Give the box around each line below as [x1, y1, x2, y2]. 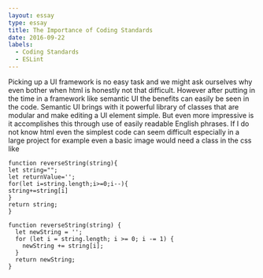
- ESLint [15, 56, 44, 64]
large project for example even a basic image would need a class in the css [8, 135, 252, 145]
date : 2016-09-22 [8, 33, 65, 42]
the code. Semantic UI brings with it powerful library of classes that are [8, 102, 239, 111]
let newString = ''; [15, 228, 83, 236]
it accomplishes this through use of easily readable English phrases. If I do [8, 119, 250, 128]
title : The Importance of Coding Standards [8, 26, 154, 34]
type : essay [8, 19, 47, 27]
